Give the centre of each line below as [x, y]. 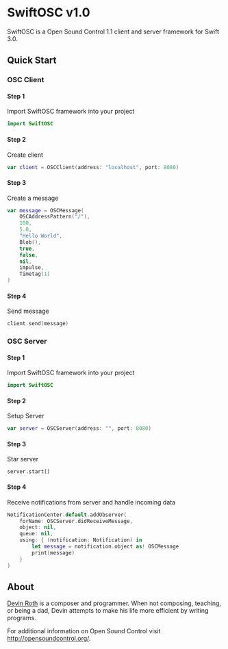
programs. [22, 618]
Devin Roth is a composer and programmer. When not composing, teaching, [114, 603]
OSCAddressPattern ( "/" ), [55, 217]
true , [27, 249]
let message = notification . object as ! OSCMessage [105, 547]
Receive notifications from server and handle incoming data [91, 502]
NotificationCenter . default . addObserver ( [67, 515]
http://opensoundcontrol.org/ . [49, 639]
